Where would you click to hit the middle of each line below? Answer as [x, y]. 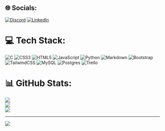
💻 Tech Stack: [35, 41]
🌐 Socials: [21, 8]
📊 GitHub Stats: [39, 83]
